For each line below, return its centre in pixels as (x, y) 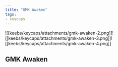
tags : (11, 14)
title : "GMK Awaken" (27, 10)
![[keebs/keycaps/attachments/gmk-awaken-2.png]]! (59, 33)
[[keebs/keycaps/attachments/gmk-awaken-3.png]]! (59, 38)
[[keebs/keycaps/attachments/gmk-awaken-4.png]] (58, 44)
